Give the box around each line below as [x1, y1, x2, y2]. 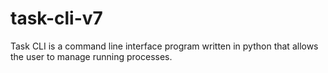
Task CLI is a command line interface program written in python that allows [10, 40, 319, 52]
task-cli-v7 [10, 7, 103, 30]
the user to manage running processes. [10, 50, 173, 62]
